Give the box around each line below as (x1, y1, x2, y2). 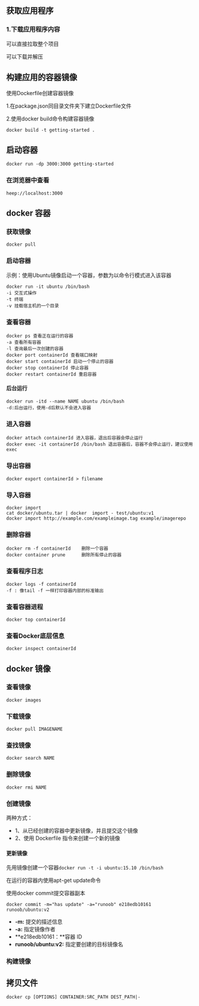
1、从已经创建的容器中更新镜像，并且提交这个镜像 (14, 827, 138, 834)
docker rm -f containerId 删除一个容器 (6, 545, 108, 552)
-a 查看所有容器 (6, 339, 41, 345)
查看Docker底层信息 (6, 632, 65, 640)
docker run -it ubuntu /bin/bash (6, 284, 90, 290)
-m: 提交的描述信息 (14, 918, 63, 925)
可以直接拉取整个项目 (6, 40, 59, 47)
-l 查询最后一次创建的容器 (6, 346, 64, 352)
